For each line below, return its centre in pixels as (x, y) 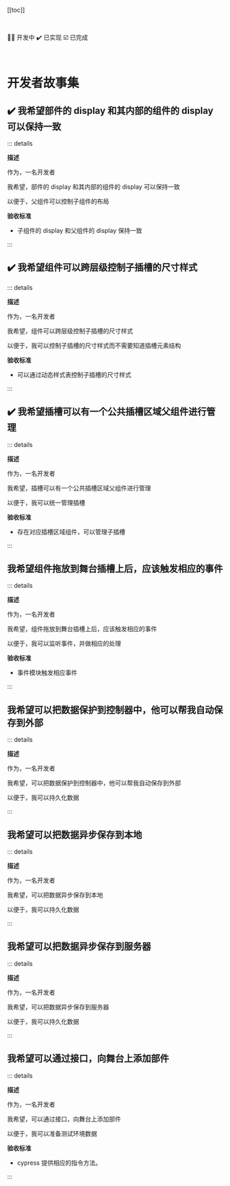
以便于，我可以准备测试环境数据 (52, 1133)
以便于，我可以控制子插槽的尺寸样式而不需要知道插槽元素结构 (94, 345)
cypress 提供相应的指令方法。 (59, 1163)
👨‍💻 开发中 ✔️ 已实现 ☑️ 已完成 (48, 37)
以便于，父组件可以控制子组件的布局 (58, 201)
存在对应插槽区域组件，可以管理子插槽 (71, 532)
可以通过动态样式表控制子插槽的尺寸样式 (74, 374)
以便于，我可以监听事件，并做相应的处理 (64, 643)
